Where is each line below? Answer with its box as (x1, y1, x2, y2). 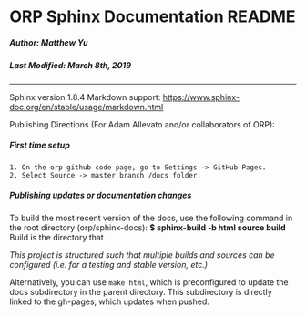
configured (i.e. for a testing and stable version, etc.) (9, 260, 208, 270)
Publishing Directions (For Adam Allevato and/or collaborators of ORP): (9, 118, 275, 129)
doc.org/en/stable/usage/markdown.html (9, 101, 164, 112)
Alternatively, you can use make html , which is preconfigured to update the (9, 277, 289, 288)
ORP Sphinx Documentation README (9, 6, 296, 27)
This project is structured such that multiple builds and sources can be (9, 250, 275, 260)
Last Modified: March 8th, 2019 (9, 60, 132, 71)
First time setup (9, 139, 71, 151)
